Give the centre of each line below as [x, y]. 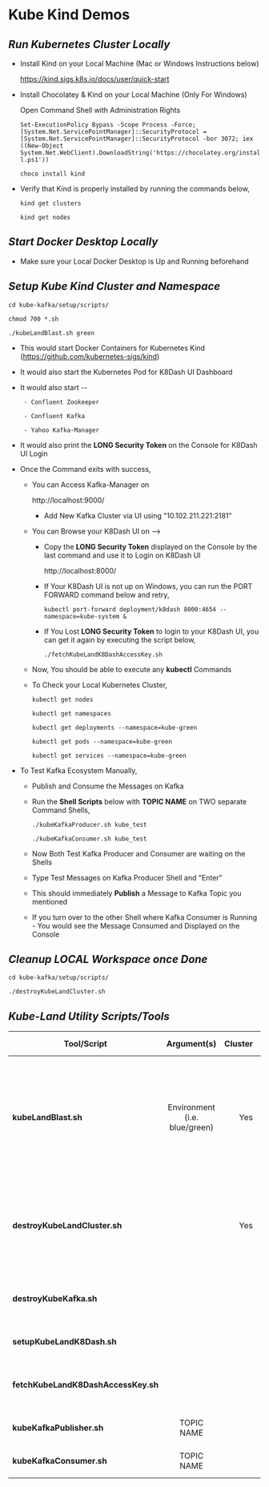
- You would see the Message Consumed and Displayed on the [136, 925]
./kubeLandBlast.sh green [51, 333]
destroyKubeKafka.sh [55, 1299]
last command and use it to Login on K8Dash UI [122, 555]
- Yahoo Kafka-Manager [62, 430]
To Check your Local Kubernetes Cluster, [100, 685]
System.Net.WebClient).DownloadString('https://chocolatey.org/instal [140, 153]
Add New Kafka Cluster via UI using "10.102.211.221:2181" [138, 515]
